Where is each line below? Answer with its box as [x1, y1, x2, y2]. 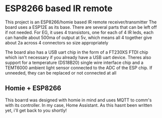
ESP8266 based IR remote [5, 3, 113, 14]
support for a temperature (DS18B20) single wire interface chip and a [5, 59, 144, 65]
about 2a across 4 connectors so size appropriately [5, 39, 108, 45]
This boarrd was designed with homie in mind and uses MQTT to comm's [5, 97, 152, 103]
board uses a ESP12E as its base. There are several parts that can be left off [5, 24, 157, 30]
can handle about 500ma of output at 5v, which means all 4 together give [5, 35, 152, 40]
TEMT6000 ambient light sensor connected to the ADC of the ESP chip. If [5, 64, 152, 71]
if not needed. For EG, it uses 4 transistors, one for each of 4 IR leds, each [5, 29, 154, 35]
